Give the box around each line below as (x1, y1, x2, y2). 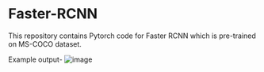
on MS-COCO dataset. (8, 39, 82, 48)
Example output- (8, 55, 63, 64)
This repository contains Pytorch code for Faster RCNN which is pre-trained (8, 31, 256, 40)
